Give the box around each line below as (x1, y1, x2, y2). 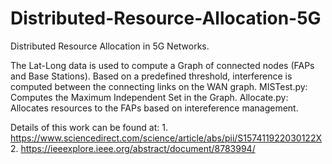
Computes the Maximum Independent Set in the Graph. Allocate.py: (10, 91, 289, 103)
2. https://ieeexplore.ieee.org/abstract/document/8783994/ (10, 142, 256, 154)
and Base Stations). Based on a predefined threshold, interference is (10, 70, 293, 82)
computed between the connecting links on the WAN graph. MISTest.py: (10, 80, 308, 92)
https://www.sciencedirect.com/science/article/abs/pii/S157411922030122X (10, 132, 322, 144)
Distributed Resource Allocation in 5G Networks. (10, 40, 210, 52)
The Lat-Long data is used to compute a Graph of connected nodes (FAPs (10, 59, 315, 71)
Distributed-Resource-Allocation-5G (10, 7, 322, 30)
